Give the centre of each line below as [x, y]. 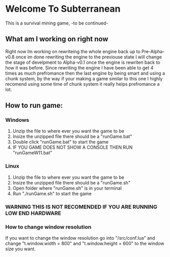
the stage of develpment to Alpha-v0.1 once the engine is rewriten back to [83, 62]
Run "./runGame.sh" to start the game [52, 193]
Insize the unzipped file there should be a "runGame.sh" [72, 182]
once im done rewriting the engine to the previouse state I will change [89, 57]
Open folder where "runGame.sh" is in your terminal [67, 188]
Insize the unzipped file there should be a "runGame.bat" [72, 136]
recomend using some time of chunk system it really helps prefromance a [82, 84]
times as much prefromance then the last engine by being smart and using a [85, 73]
